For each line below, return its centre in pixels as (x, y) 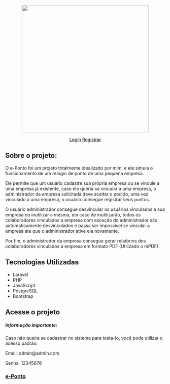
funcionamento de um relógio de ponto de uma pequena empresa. (75, 173)
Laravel (20, 275)
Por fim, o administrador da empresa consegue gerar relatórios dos (76, 241)
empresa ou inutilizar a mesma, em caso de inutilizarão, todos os (73, 214)
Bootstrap (23, 296)
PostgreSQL (25, 291)
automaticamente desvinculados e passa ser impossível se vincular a (78, 225)
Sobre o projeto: (31, 156)
